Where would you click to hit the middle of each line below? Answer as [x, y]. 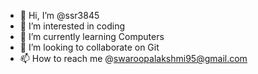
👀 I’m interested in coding [72, 26]
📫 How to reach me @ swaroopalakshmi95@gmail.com [133, 58]
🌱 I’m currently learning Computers [92, 36]
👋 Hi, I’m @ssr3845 [59, 15]
